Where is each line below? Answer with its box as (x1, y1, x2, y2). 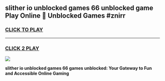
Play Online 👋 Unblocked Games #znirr (5, 12, 126, 20)
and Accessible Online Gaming (5, 70, 69, 76)
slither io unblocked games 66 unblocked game (5, 4, 154, 12)
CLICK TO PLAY (5, 27, 43, 33)
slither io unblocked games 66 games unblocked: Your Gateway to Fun (5, 65, 152, 71)
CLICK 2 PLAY (5, 45, 39, 52)
